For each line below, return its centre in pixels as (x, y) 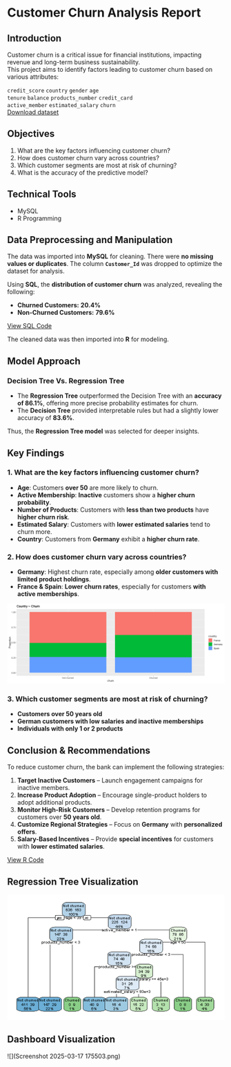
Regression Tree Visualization (73, 882)
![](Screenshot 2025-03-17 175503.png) (64, 1056)
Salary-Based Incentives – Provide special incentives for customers (115, 839)
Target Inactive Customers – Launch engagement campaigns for (110, 780)
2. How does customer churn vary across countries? (97, 557)
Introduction (34, 38)
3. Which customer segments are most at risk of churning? (108, 699)
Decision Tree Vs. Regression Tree (66, 381)
